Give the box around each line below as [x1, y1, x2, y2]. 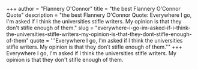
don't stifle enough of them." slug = [6, 24, 94, 31]
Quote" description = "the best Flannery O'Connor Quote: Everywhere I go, [6, 11, 192, 19]
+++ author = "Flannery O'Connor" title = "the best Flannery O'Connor [6, 5, 181, 12]
